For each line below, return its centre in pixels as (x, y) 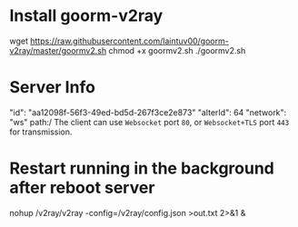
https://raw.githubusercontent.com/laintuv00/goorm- (129, 41)
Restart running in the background (142, 168)
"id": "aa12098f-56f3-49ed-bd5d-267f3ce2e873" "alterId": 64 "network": (148, 112)
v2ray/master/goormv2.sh (58, 50)
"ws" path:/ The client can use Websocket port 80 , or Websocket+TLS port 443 (149, 122)
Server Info (52, 88)
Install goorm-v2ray (86, 16)
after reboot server (82, 188)
